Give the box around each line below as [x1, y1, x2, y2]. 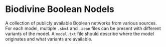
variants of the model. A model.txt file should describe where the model [5, 30, 154, 36]
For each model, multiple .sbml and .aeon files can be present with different [5, 25, 161, 31]
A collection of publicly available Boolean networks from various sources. [5, 20, 157, 26]
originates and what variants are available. [5, 36, 93, 42]
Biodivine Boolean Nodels [5, 3, 114, 15]
